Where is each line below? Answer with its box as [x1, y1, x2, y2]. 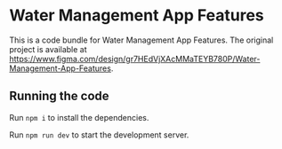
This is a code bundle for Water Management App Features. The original [9, 35, 274, 45]
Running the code [9, 89, 109, 104]
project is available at [9, 43, 87, 54]
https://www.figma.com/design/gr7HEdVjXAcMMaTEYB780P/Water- [9, 53, 261, 64]
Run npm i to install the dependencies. [9, 112, 149, 122]
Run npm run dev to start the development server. [9, 129, 189, 140]
